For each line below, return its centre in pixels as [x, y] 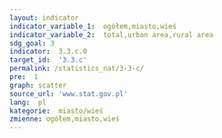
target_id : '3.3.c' [49, 60]
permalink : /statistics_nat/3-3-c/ [77, 69]
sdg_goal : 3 [32, 43]
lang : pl [28, 102]
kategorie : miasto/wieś [56, 111]
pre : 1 [24, 77]
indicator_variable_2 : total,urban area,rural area [111, 34]
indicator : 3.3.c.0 [49, 52]
